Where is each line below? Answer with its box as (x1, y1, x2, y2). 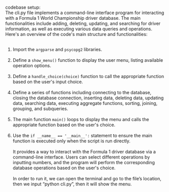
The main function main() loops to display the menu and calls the (12, 117, 149, 122)
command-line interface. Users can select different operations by (12, 154, 150, 160)
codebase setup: (5, 5, 41, 10)
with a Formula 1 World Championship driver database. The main (5, 15, 141, 21)
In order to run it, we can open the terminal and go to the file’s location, (12, 176, 162, 181)
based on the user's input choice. (12, 79, 83, 85)
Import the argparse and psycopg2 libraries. (12, 47, 102, 52)
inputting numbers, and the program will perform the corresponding (12, 160, 155, 165)
